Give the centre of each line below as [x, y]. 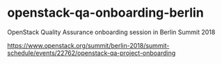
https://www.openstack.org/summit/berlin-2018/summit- [88, 45]
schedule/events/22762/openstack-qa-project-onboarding [92, 53]
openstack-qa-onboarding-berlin [105, 13]
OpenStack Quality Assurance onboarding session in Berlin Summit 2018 [111, 32]
